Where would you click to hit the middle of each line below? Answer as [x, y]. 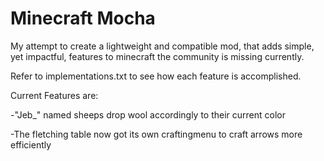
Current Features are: [54, 95]
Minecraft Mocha [83, 18]
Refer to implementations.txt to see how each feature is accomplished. [156, 76]
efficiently [31, 144]
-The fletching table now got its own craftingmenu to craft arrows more [156, 134]
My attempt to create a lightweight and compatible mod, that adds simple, [162, 46]
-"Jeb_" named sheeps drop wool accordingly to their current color [148, 114]
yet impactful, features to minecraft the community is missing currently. [157, 56]
